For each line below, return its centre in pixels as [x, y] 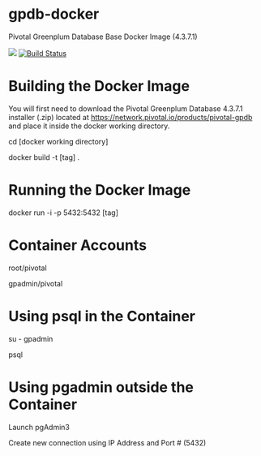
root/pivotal [28, 268]
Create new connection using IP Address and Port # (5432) [107, 442]
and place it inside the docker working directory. [89, 126]
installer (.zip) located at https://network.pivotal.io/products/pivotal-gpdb [130, 117]
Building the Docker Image [99, 86]
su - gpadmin [31, 338]
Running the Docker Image [100, 190]
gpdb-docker [54, 14]
